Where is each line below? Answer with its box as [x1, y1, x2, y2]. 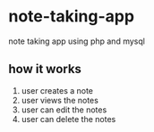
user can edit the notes [21, 104, 107, 115]
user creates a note [21, 85, 94, 95]
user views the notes [21, 95, 99, 105]
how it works [8, 62, 82, 77]
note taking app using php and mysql [8, 36, 145, 46]
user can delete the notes [21, 113, 116, 124]
